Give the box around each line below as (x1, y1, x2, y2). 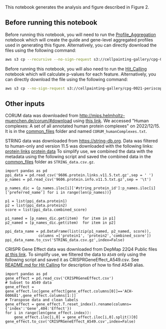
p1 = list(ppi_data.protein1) (5, 199, 68, 204)
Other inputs (5, 99, 45, 108)
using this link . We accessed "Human (73, 118, 149, 124)
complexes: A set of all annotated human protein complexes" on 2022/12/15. (5, 123, 161, 129)
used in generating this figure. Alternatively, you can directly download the (5, 42, 157, 48)
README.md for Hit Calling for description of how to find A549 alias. (5, 262, 145, 268)
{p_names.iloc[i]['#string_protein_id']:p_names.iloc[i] (36, 186, 156, 191)
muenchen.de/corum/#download (5, 118, 73, 124)
